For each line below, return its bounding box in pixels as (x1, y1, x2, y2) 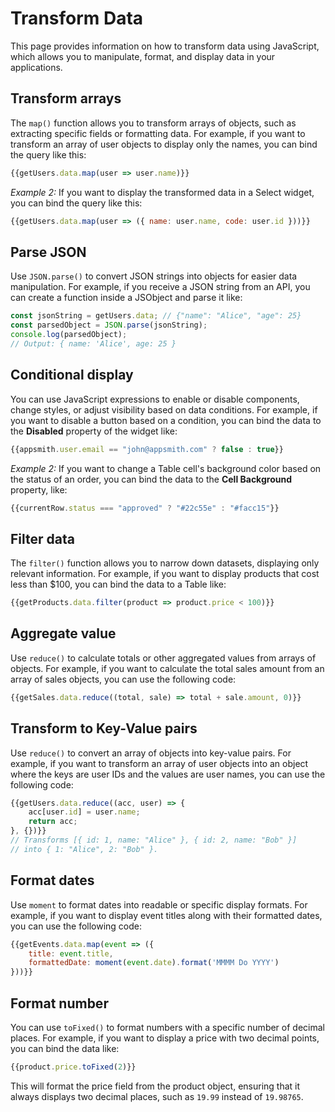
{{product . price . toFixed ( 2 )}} (10, 1062, 137, 1072)
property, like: (10, 483, 68, 496)
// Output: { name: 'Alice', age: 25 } (10, 338, 177, 349)
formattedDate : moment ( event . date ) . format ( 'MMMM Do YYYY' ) (28, 958, 280, 968)
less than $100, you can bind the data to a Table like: (10, 578, 227, 591)
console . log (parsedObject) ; (10, 330, 128, 340)
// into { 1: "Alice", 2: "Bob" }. (10, 844, 159, 854)
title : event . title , (28, 948, 114, 959)
